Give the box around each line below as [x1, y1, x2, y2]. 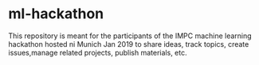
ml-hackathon [8, 5, 104, 23]
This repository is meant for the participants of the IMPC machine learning [8, 31, 253, 40]
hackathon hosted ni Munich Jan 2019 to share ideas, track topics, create [8, 39, 249, 48]
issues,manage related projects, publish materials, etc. [8, 48, 187, 57]
